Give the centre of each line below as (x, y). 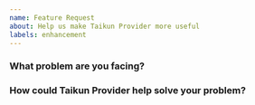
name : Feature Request (52, 18)
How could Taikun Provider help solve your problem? (128, 91)
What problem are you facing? (77, 66)
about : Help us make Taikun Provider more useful (105, 26)
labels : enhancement (48, 34)
